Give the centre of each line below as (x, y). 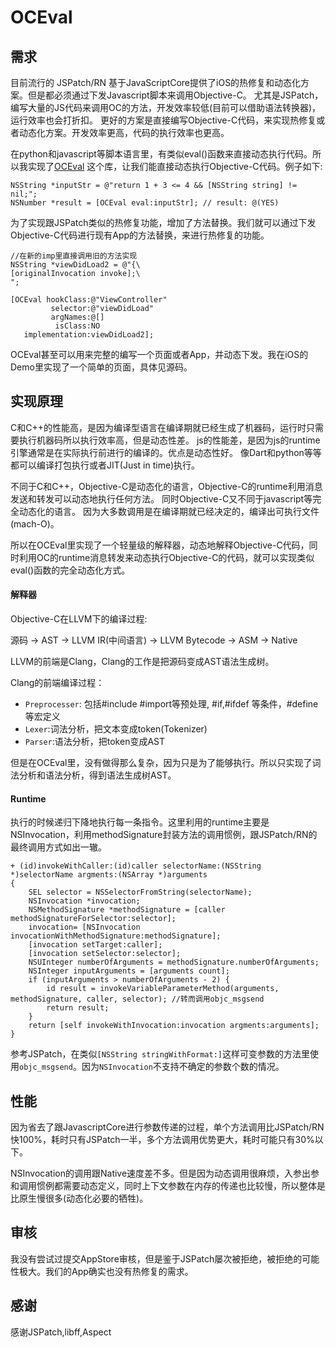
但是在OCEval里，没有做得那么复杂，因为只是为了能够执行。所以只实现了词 (166, 763)
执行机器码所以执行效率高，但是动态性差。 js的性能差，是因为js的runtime (169, 440)
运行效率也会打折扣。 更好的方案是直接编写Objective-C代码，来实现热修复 (163, 120)
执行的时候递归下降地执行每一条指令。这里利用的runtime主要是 (140, 822)
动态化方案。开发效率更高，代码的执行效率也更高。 (124, 132)
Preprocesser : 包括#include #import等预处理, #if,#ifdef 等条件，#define (171, 704)
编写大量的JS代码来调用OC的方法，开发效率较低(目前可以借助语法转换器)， (166, 107)
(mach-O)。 (35, 523)
